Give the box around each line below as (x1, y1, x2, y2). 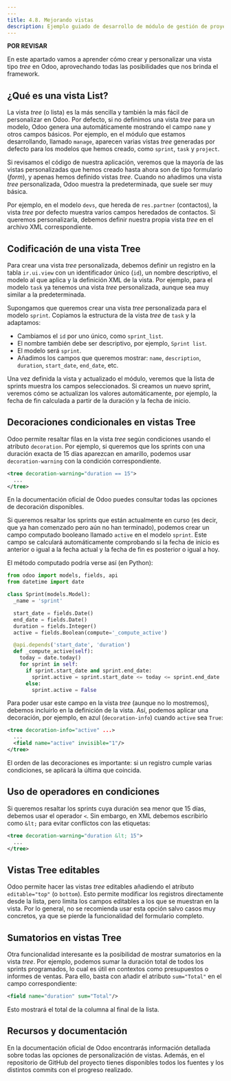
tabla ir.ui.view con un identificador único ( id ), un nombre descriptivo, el (7, 268, 218, 277)
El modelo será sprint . (16, 346, 82, 355)
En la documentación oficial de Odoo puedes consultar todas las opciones (7, 495, 218, 504)
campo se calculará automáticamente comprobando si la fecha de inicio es (7, 538, 220, 546)
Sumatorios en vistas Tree (7, 932, 122, 944)
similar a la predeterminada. (7, 290, 86, 299)
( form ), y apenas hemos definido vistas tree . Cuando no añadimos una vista (7, 173, 222, 181)
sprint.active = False (32, 686, 97, 693)
